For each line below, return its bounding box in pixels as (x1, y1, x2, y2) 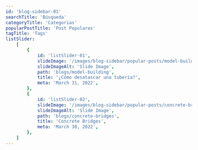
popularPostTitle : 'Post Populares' (5, 25, 96, 31)
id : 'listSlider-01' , (37, 53, 91, 58)
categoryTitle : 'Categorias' (5, 19, 77, 25)
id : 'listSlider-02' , (37, 96, 91, 102)
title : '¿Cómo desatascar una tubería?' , (37, 74, 141, 80)
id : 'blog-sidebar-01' (5, 8, 61, 15)
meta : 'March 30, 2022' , (37, 124, 99, 130)
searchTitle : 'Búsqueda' (5, 14, 67, 20)
